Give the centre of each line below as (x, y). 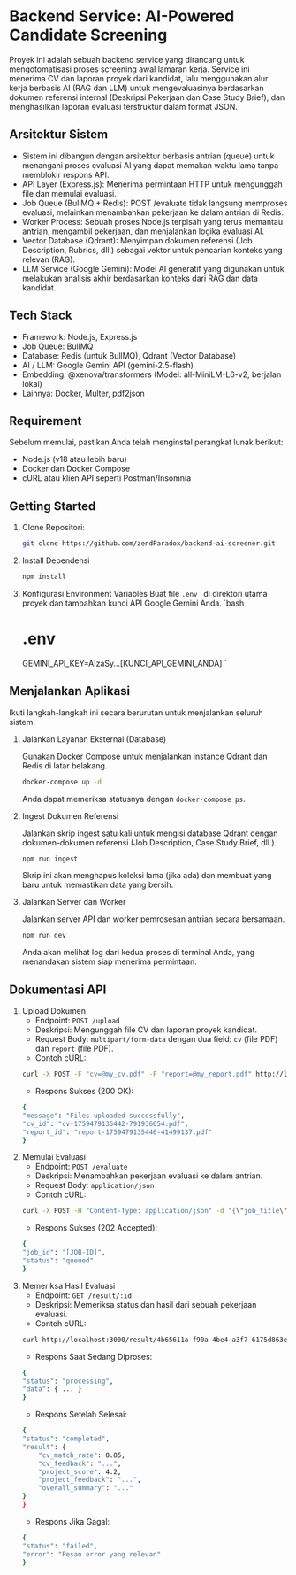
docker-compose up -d (61, 782)
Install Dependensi (56, 560)
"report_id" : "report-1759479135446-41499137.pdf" (117, 1132)
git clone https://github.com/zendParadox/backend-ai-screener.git (148, 544)
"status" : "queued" (58, 1261)
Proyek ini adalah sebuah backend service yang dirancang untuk (127, 59)
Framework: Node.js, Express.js (80, 336)
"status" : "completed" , (66, 1439)
